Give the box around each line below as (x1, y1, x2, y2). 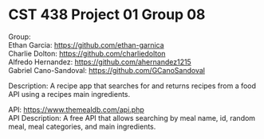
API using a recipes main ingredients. (8, 89, 131, 98)
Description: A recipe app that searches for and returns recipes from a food (8, 81, 257, 91)
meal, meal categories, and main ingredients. (8, 122, 156, 131)
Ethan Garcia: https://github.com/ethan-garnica (8, 40, 165, 49)
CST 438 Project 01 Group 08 (8, 6, 206, 24)
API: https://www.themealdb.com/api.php (8, 105, 145, 114)
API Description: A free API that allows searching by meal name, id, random (8, 113, 256, 122)
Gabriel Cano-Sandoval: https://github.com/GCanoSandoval (8, 65, 206, 75)
